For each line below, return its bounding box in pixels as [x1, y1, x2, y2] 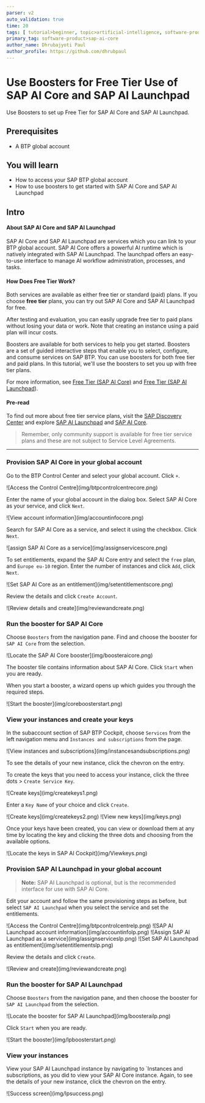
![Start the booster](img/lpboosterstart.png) [6, 1036, 116, 1043]
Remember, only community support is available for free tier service [21, 431, 192, 438]
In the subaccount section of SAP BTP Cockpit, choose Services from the [6, 729, 191, 736]
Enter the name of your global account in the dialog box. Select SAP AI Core [6, 495, 197, 503]
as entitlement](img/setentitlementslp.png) [6, 941, 114, 949]
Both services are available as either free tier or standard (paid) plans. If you [6, 291, 198, 298]
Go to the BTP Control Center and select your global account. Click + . [6, 472, 180, 479]
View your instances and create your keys [6, 715, 134, 724]
